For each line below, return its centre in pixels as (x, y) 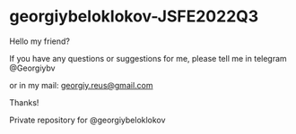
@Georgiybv (32, 68)
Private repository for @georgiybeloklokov (87, 120)
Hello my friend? (39, 41)
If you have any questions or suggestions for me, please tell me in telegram (148, 58)
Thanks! (24, 102)
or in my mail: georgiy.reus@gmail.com (81, 85)
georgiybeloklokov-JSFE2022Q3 (134, 17)
